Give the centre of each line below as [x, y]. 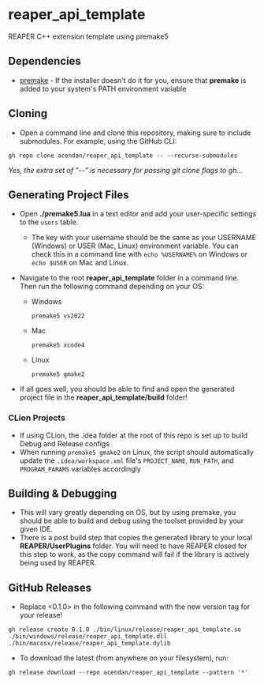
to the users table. [49, 222]
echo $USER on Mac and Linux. [80, 263]
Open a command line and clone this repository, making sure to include [135, 133]
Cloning [28, 113]
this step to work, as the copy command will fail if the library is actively [134, 554]
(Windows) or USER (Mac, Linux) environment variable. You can [135, 246]
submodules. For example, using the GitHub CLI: [98, 141]
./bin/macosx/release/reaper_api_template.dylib [89, 644]
